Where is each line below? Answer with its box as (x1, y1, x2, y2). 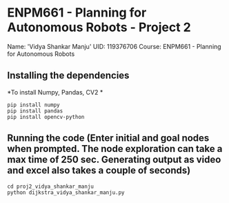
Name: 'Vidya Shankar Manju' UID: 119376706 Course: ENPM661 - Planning (7, 42, 222, 50)
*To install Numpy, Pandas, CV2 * (7, 88, 103, 96)
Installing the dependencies (7, 70, 130, 81)
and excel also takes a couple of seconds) (7, 164, 191, 177)
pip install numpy (7, 101, 60, 108)
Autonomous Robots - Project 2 (7, 19, 191, 35)
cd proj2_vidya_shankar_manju (7, 183, 94, 190)
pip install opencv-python (7, 113, 85, 120)
